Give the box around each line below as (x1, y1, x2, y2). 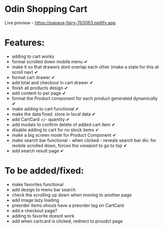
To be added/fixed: (4, 165, 84, 176)
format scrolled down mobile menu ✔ (11, 58, 88, 65)
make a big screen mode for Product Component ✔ (11, 132, 117, 138)
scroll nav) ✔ (11, 69, 38, 75)
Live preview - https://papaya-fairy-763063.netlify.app (4, 20, 116, 26)
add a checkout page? (11, 207, 58, 213)
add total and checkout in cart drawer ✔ (11, 79, 93, 85)
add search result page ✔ (11, 148, 64, 153)
